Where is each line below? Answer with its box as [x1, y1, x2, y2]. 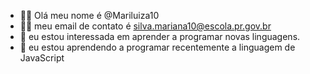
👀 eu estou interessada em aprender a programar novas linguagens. [19, 31, 301, 42]
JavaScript [19, 52, 65, 64]
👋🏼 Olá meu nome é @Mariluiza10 [19, 10, 160, 21]
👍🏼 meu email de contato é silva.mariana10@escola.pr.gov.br [19, 20, 272, 32]
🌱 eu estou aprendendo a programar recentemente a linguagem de [19, 41, 296, 53]
